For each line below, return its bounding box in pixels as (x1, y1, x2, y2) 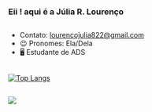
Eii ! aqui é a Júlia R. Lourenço (8, 6, 124, 17)
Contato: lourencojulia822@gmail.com (19, 31, 144, 40)
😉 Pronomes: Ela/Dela (19, 38, 93, 49)
